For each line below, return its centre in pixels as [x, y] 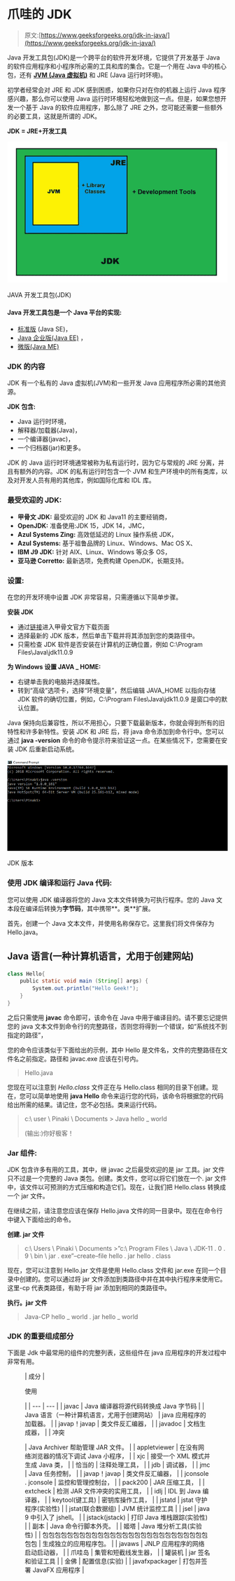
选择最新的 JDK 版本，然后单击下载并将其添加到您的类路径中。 [108, 636]
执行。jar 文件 [27, 1303]
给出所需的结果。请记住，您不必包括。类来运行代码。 [84, 1104]
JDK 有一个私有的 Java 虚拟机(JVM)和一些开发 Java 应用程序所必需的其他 [114, 383]
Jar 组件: [22, 1153]
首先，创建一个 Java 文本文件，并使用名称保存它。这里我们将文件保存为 [111, 923]
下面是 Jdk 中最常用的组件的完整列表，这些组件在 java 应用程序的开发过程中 [117, 1353]
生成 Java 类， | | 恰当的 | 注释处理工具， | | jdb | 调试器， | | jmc [117, 1465]
